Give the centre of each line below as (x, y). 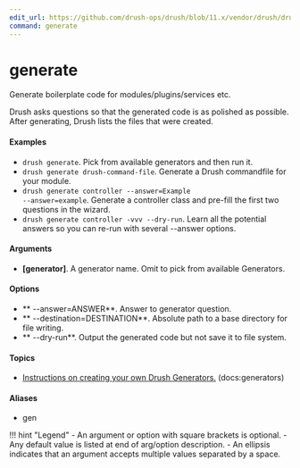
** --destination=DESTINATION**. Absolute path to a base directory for (155, 319)
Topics (22, 357)
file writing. (43, 328)
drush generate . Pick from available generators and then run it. (137, 162)
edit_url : (28, 17)
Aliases (24, 397)
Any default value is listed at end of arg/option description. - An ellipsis (140, 445)
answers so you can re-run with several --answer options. (129, 228)
